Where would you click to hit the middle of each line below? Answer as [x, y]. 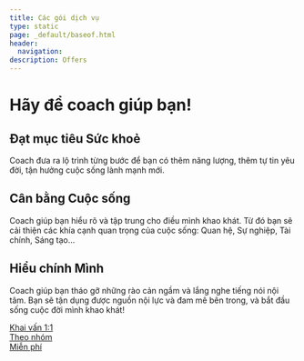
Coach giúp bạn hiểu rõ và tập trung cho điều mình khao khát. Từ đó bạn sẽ [151, 220]
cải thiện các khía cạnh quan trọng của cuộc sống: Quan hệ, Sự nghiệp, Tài [150, 230]
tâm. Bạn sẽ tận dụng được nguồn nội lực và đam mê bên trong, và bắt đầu [150, 300]
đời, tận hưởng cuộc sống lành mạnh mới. [87, 170]
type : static [34, 26]
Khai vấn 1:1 [31, 327]
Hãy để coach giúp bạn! [101, 105]
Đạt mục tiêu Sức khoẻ [75, 139]
